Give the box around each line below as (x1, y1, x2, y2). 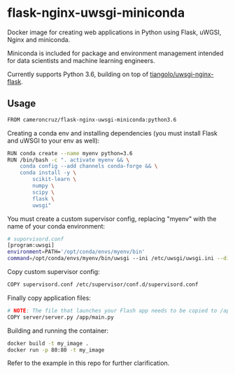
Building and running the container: (7, 326, 109, 335)
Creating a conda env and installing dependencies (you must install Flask (7, 129, 218, 137)
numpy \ (32, 182, 55, 189)
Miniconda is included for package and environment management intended (7, 49, 224, 57)
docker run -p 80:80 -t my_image (7, 346, 105, 354)
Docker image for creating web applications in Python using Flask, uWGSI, (7, 28, 222, 36)
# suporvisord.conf (7, 236, 64, 243)
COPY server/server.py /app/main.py (7, 313, 114, 321)
